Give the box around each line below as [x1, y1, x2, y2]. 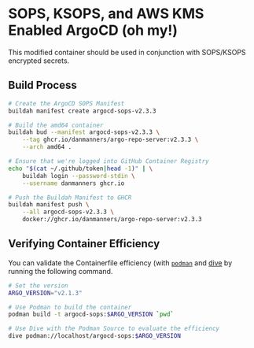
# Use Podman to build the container [8, 303, 132, 311]
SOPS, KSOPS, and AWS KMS [8, 5, 204, 23]
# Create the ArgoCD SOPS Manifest [8, 99, 125, 107]
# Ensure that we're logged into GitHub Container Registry [8, 157, 210, 165]
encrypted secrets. [8, 56, 70, 65]
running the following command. [8, 266, 113, 276]
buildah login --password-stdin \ [22, 172, 135, 180]
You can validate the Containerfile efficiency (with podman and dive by [8, 257, 233, 268]
